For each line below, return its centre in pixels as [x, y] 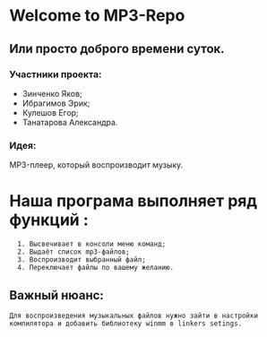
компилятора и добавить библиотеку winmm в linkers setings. [126, 324]
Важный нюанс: [57, 295]
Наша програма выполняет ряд [133, 201]
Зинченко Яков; [52, 93]
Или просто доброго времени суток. [117, 49]
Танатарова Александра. [70, 122]
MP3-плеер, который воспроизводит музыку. [96, 165]
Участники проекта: [56, 74]
